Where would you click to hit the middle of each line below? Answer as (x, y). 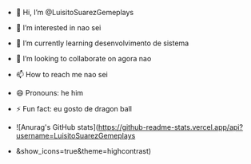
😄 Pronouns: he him (50, 93)
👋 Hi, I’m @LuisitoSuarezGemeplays (75, 12)
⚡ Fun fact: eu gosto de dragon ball (74, 109)
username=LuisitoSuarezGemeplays (76, 136)
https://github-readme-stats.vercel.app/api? (171, 127)
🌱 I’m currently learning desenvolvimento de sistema (102, 43)
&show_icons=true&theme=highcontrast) (84, 151)
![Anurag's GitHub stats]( (57, 127)
